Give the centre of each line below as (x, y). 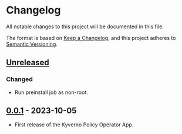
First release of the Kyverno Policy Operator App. (74, 125)
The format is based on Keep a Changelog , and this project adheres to (91, 38)
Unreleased (28, 63)
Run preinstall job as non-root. (51, 92)
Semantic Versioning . (32, 44)
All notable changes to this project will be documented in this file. (85, 26)
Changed (20, 79)
